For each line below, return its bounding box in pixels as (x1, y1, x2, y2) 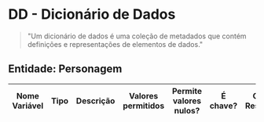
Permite (171, 85, 203, 96)
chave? (209, 100, 238, 111)
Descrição (75, 95, 115, 106)
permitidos (123, 100, 165, 111)
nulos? (174, 105, 200, 116)
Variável (12, 100, 44, 111)
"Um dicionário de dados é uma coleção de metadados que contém (27, 31, 247, 41)
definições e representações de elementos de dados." (27, 39, 203, 48)
